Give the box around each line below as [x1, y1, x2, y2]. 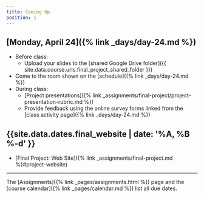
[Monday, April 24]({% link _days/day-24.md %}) [6, 37, 197, 47]
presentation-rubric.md [24, 98, 83, 106]
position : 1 [6, 15, 36, 21]
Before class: [15, 53, 49, 61]
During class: [15, 86, 49, 93]
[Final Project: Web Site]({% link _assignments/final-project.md [15, 154, 173, 162]
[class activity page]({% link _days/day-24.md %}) [24, 111, 151, 118]
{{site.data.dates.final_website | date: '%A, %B [6, 129, 190, 139]
